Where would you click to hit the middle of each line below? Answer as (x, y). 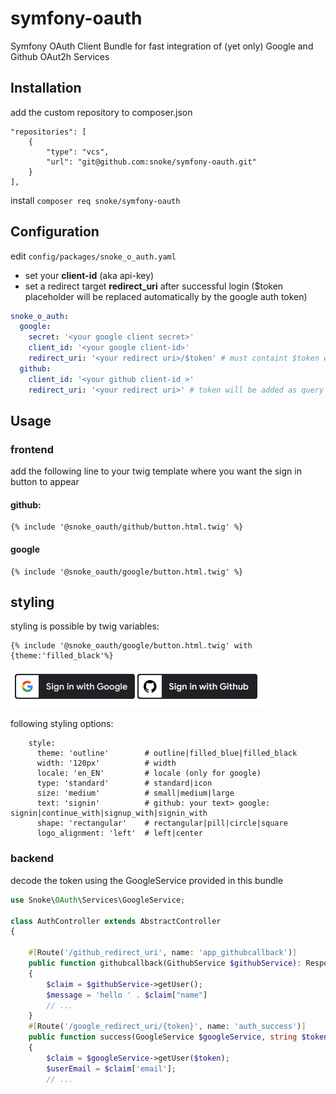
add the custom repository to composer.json (101, 112)
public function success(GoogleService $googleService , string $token (178, 1037)
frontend (32, 449)
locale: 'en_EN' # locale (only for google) (149, 773)
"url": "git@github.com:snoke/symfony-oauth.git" (151, 162)
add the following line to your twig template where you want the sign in (156, 471)
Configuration (55, 232)
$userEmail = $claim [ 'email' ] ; (111, 1068)
